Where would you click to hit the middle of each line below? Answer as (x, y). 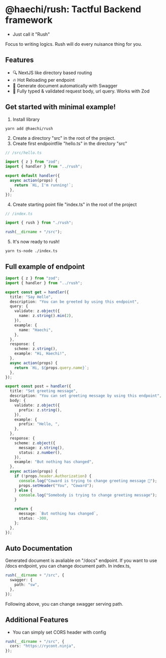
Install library (26, 119)
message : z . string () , (41, 448)
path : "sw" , (27, 585)
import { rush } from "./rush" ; (39, 223)
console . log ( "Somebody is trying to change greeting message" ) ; (88, 495)
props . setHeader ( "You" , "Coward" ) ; (56, 485)
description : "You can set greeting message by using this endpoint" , (86, 396)
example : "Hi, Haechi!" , (40, 354)
